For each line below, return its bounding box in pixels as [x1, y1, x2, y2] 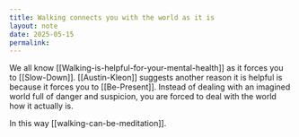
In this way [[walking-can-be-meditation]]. [9, 118, 167, 129]
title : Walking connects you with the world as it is [9, 13, 215, 22]
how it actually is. [9, 100, 74, 112]
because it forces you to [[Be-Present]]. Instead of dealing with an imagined [9, 81, 291, 92]
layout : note [9, 21, 58, 30]
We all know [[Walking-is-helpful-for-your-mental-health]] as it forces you [9, 63, 284, 73]
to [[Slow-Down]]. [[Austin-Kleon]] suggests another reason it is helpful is [9, 73, 283, 83]
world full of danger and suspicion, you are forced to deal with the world [9, 91, 277, 102]
